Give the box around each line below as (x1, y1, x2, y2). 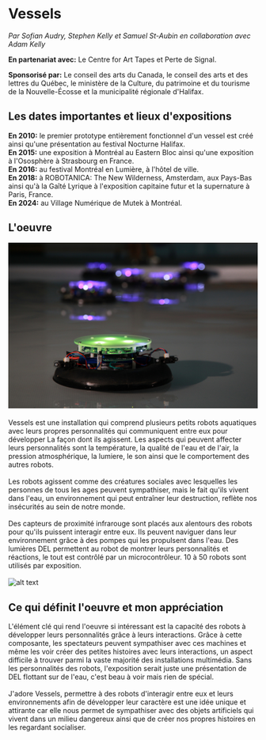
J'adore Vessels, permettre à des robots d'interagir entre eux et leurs (8, 689, 234, 699)
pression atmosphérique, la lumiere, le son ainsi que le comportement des (8, 452, 249, 461)
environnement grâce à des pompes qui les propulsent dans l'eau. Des (8, 536, 239, 545)
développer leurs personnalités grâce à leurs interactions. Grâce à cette (8, 630, 243, 639)
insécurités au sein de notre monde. (8, 502, 126, 511)
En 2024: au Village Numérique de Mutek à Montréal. (8, 198, 183, 207)
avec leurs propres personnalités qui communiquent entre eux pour (8, 427, 228, 436)
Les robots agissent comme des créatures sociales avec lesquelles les (8, 476, 238, 487)
